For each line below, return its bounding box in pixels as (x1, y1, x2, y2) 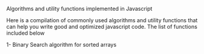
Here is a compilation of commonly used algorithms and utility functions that (6, 17, 198, 23)
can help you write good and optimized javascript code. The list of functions (6, 23, 198, 30)
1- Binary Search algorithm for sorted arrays (6, 41, 117, 48)
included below (6, 29, 45, 37)
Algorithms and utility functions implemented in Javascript (6, 5, 153, 12)
